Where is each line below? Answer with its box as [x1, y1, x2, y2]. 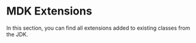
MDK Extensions [6, 4, 93, 18]
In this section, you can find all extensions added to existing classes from [6, 24, 191, 31]
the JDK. [6, 30, 29, 38]
